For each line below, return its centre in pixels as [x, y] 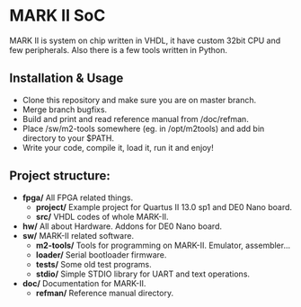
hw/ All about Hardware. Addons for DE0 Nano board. [122, 226]
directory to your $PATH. [68, 138]
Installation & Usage [66, 79]
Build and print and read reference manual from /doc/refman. [135, 118]
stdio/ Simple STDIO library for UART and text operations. [142, 274]
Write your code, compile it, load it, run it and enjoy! [118, 147]
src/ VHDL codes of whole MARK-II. [102, 216]
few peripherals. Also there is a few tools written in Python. [118, 49]
